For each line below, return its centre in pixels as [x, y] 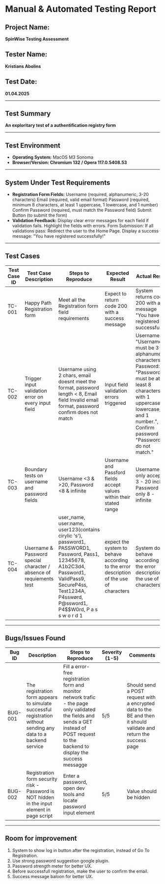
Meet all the [72, 300]
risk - [33, 785]
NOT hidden [40, 797]
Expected [118, 273]
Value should [142, 791]
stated [112, 503]
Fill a [69, 666]
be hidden [138, 797]
